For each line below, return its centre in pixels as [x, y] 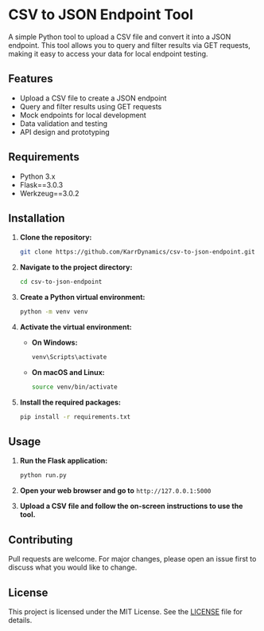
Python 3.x [37, 176]
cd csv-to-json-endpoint [61, 282]
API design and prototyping [64, 132]
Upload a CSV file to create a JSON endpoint [93, 98]
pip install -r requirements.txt [75, 416]
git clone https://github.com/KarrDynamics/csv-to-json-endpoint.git [138, 252]
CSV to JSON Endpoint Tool [101, 15]
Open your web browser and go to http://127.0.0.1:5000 [115, 491]
